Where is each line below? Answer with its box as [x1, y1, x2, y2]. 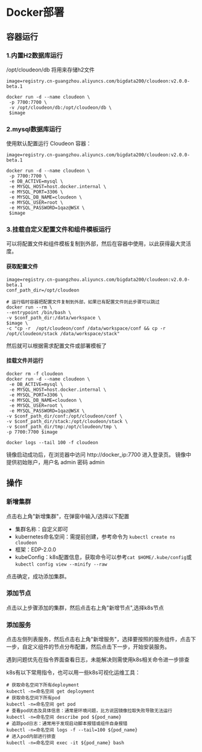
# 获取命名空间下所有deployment [6, 682, 80, 688]
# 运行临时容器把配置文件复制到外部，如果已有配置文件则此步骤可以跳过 [6, 299, 160, 305]
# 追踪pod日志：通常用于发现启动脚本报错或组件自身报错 [6, 721, 128, 727]
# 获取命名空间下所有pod [6, 695, 60, 701]
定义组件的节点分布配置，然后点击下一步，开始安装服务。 [27, 643, 170, 650]
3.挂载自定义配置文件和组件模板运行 [6, 225, 112, 234]
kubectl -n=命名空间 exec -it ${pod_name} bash [6, 740, 125, 746]
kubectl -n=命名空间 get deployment [6, 688, 95, 695]
